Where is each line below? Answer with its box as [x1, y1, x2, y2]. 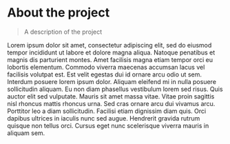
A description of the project [23, 28, 103, 36]
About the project [7, 5, 110, 21]
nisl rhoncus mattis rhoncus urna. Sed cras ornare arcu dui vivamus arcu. [7, 99, 216, 107]
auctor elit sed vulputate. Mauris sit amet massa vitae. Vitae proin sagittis [7, 92, 215, 101]
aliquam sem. [7, 129, 45, 137]
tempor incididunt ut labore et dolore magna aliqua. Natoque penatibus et [7, 48, 216, 56]
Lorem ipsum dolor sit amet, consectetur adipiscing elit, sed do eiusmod [7, 41, 212, 49]
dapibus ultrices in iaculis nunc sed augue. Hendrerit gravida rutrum [7, 114, 200, 122]
